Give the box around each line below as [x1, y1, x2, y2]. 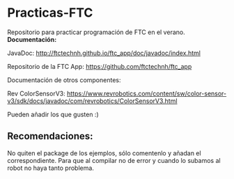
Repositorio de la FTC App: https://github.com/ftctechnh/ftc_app [7, 62, 192, 70]
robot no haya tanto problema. [7, 164, 94, 172]
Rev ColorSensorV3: [7, 89, 65, 98]
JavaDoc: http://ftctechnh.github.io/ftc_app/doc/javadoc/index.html [7, 49, 201, 57]
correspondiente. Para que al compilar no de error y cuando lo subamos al [7, 156, 221, 164]
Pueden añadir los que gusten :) [7, 110, 99, 118]
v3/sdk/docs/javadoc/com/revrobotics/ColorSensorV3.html [7, 96, 178, 105]
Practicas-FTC [7, 5, 93, 21]
